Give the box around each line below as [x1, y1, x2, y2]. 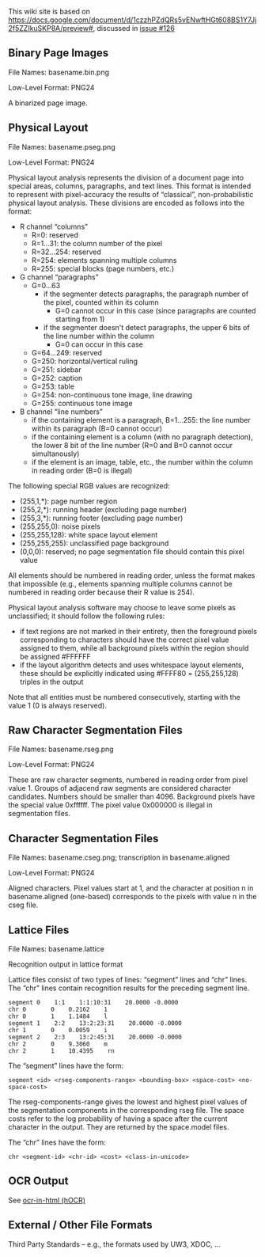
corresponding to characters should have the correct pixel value [19, 635, 229, 644]
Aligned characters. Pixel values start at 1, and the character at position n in [8, 883, 254, 893]
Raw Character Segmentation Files [8, 723, 184, 737]
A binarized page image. [8, 98, 89, 108]
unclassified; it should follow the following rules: [8, 611, 165, 621]
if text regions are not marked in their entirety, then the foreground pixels [19, 626, 257, 636]
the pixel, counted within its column [43, 297, 160, 307]
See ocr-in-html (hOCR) [8, 1195, 85, 1205]
